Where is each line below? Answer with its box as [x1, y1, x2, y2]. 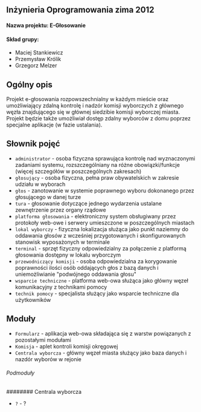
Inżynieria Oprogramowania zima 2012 [6, 5, 155, 15]
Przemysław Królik [14, 56, 62, 63]
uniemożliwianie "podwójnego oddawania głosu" [14, 270, 137, 278]
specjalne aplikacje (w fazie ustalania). [6, 121, 103, 128]
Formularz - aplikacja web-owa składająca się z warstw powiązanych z [14, 330, 191, 337]
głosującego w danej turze [14, 193, 81, 200]
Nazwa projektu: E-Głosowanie [6, 21, 86, 29]
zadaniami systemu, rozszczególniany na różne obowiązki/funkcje [14, 161, 180, 168]
